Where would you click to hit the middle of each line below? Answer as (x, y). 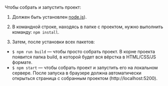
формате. (22, 62)
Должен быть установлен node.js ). (49, 17)
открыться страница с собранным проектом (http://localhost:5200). (85, 78)
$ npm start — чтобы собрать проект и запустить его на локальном (85, 68)
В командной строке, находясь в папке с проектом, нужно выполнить (88, 27)
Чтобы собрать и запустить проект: (43, 7)
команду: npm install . (36, 32)
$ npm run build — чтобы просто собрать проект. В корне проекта (83, 52)
